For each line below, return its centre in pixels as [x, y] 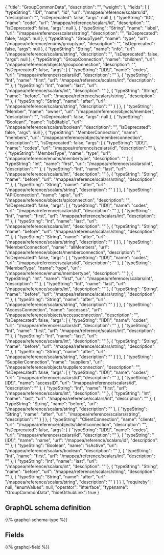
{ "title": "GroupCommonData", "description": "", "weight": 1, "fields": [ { [77, 7]
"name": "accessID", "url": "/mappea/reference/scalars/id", [77, 383]
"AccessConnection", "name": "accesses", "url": [54, 310]
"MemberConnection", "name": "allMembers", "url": [57, 247]
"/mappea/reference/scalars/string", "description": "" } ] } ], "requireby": [78, 482]
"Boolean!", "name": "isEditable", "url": [44, 122]
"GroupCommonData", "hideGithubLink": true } [52, 492]
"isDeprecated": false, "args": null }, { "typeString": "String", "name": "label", [82, 28]
